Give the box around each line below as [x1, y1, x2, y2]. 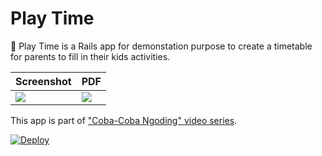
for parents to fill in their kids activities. [10, 50, 171, 62]
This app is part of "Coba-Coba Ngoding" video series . [10, 114, 238, 126]
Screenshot [15, 74, 72, 88]
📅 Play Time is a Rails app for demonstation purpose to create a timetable [10, 40, 313, 52]
